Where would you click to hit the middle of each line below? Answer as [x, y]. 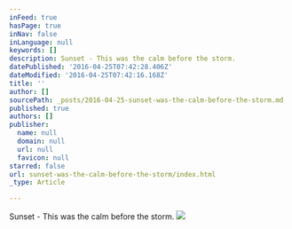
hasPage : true [36, 26]
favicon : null [43, 158]
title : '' [28, 83]
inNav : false [33, 34]
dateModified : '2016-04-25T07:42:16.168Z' [89, 75]
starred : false [37, 166]
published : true [39, 108]
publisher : [29, 125]
